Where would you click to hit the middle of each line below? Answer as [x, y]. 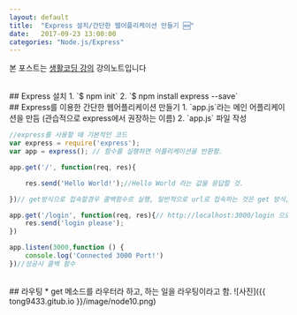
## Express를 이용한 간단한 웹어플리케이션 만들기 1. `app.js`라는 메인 [128, 108]
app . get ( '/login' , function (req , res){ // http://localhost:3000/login [142, 215]
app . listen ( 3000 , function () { [67, 248]
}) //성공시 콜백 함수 [42, 264]
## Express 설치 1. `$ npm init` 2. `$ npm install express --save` [124, 96]
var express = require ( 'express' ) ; [75, 143]
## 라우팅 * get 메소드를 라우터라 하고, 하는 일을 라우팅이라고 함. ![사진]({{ [137, 291]
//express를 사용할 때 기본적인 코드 [69, 135]
